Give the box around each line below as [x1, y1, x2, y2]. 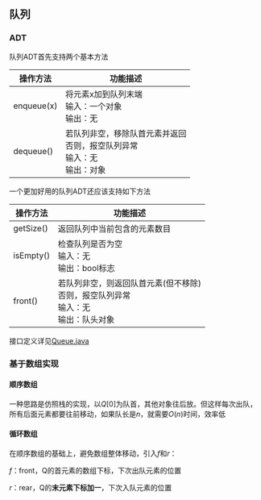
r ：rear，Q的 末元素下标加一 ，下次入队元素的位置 [9, 483, 172, 493]
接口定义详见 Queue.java [9, 335, 89, 345]
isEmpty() [13, 249, 51, 260]
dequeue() [13, 145, 53, 156]
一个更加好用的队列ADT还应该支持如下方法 [9, 186, 151, 196]
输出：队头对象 [57, 314, 115, 325]
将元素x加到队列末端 [64, 88, 143, 99]
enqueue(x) [13, 100, 58, 111]
